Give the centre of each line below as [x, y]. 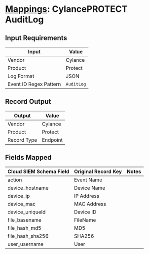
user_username [25, 244]
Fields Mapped [28, 157]
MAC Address [90, 204]
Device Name [90, 188]
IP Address [87, 196]
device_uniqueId [27, 212]
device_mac [22, 204]
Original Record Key [98, 171]
